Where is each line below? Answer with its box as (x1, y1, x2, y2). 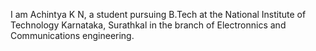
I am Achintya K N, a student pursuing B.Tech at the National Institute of (10, 9, 307, 20)
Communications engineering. (10, 30, 135, 41)
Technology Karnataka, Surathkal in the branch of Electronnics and (10, 19, 287, 31)
